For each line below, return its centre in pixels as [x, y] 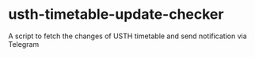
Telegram [24, 44]
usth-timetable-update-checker [116, 14]
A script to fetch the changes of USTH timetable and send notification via [127, 36]
